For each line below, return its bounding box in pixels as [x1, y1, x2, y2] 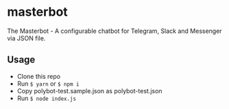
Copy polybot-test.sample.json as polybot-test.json [16, 86, 162, 95]
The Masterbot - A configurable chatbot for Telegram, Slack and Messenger [7, 27, 222, 35]
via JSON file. [7, 34, 46, 42]
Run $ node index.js [16, 94, 77, 102]
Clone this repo [16, 72, 60, 80]
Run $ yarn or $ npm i [16, 80, 80, 88]
